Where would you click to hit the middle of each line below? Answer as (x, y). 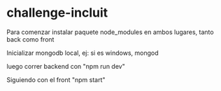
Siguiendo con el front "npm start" (56, 80)
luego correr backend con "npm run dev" (66, 66)
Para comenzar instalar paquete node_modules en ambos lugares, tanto (110, 32)
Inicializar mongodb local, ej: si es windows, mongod (83, 53)
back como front (30, 39)
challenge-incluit (57, 13)
